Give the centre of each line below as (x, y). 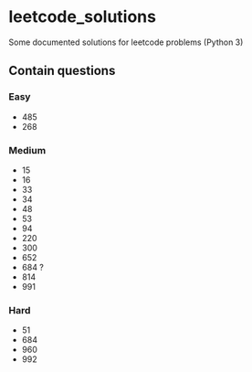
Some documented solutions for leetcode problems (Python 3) (126, 42)
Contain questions (62, 71)
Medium (27, 150)
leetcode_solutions (83, 17)
